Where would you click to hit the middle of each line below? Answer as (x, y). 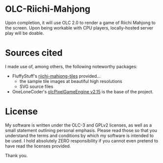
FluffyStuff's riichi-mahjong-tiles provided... (56, 76)
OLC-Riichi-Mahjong (48, 9)
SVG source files (36, 86)
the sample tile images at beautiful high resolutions (71, 81)
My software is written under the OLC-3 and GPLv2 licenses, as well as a (79, 125)
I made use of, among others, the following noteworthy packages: (71, 66)
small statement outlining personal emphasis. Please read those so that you (81, 130)
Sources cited (34, 53)
